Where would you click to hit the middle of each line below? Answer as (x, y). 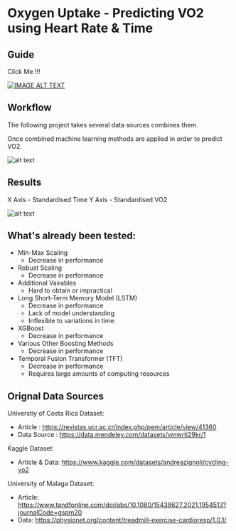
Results (25, 183)
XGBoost (31, 328)
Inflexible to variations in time (71, 321)
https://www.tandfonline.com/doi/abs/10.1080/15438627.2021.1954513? (122, 505)
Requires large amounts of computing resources (99, 374)
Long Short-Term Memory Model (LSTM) (77, 298)
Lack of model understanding (71, 313)
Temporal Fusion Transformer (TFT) (70, 359)
